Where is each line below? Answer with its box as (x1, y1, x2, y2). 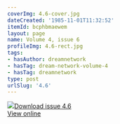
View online (7, 109, 41, 118)
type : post (7, 75, 39, 83)
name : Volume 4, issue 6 (7, 36, 80, 43)
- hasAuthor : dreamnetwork (7, 56, 86, 63)
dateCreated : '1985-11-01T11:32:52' (7, 17, 114, 24)
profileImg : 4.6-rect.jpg (7, 43, 83, 50)
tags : (7, 50, 23, 57)
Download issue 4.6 (14, 102, 72, 111)
